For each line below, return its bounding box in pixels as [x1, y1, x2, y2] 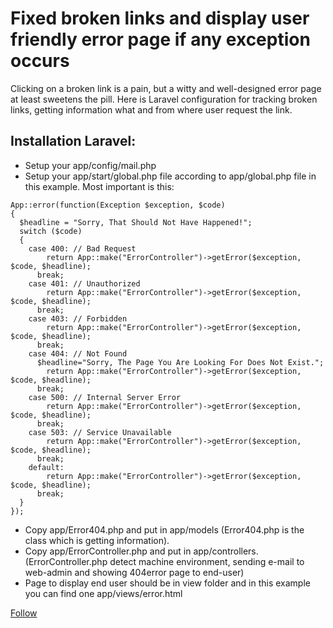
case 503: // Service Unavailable [28, 427, 172, 437]
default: [28, 462, 65, 472]
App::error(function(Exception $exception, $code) [10, 200, 226, 210]
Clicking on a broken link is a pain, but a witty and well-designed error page [10, 82, 322, 94]
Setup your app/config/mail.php [24, 159, 157, 171]
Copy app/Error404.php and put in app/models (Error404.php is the [24, 523, 305, 536]
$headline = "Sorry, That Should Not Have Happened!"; [19, 217, 253, 227]
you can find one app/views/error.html [24, 587, 183, 599]
